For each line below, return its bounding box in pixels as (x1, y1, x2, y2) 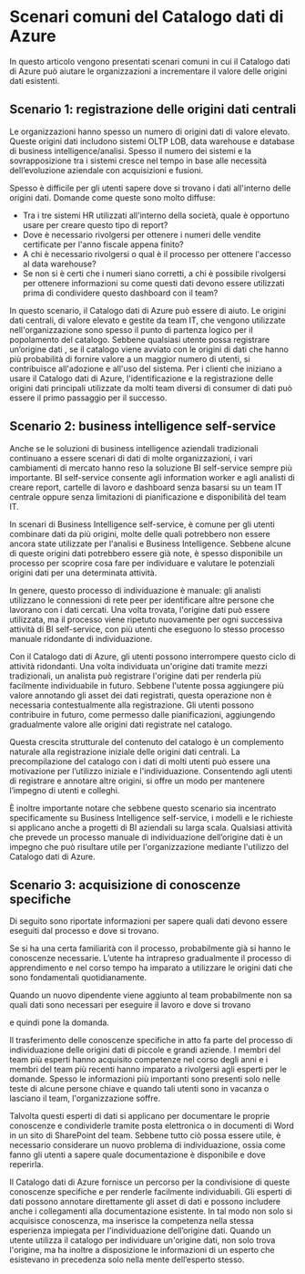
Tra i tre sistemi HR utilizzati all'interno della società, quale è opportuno (22, 210, 290, 221)
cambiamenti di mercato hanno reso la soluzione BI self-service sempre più (9, 462, 293, 473)
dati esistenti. (9, 75, 60, 86)
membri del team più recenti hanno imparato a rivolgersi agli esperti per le (9, 1064, 287, 1075)
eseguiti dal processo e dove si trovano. (9, 926, 159, 937)
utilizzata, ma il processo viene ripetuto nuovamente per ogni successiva (9, 614, 283, 625)
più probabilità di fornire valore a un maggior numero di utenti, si (9, 353, 250, 364)
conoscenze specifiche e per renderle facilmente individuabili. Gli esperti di (9, 1186, 293, 1197)
